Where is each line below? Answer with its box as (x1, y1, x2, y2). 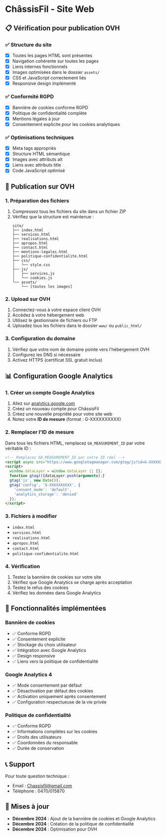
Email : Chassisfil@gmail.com (12, 782, 73, 788)
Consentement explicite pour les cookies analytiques (12, 121, 120, 127)
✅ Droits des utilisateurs (12, 734, 62, 740)
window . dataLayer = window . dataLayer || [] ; (9, 469, 103, 474)
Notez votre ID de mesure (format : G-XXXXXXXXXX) (12, 416, 122, 422)
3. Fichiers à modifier (5, 513, 57, 519)
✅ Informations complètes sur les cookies (12, 728, 98, 735)
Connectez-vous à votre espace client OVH (12, 307, 101, 313)
